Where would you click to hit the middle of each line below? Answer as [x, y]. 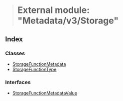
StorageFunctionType [34, 69]
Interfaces [18, 82]
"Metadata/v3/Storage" [68, 21]
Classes [15, 53]
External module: [54, 10]
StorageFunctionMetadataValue [45, 93]
